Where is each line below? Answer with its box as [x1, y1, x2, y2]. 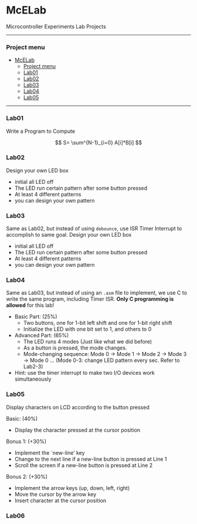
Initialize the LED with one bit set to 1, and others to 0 [23, 325, 152, 332]
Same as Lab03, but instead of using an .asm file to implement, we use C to [6, 289, 188, 297]
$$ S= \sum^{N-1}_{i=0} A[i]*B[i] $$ [55, 139, 142, 146]
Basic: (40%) [6, 415, 38, 422]
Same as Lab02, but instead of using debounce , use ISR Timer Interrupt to [6, 225, 182, 232]
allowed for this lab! [6, 302, 55, 309]
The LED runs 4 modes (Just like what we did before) [23, 338, 152, 345]
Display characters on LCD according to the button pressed [6, 404, 150, 411]
